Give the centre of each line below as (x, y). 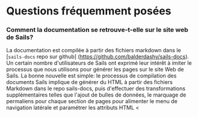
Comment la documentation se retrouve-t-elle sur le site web (97, 30)
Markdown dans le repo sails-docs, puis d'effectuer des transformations (96, 89)
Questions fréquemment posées (89, 11)
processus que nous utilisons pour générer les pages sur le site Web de (95, 70)
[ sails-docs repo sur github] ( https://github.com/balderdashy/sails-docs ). (98, 57)
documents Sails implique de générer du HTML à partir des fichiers (89, 82)
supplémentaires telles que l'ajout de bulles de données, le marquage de (96, 95)
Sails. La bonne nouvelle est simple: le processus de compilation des (91, 76)
